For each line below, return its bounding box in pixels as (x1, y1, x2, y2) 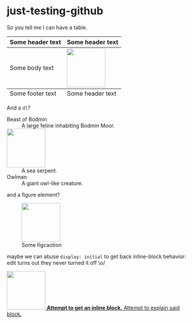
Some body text (9, 64, 54, 72)
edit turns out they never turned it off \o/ (7, 259, 105, 266)
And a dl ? (7, 104, 31, 111)
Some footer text (9, 89, 57, 98)
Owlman (7, 173, 27, 180)
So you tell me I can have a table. (7, 24, 88, 31)
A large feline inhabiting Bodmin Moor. (21, 122, 115, 129)
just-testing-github (7, 4, 104, 18)
